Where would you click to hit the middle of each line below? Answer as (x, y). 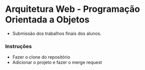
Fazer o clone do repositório (41, 57)
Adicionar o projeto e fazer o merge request (57, 63)
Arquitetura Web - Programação (72, 9)
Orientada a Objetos (47, 20)
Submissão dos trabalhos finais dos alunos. (57, 33)
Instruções (19, 46)
